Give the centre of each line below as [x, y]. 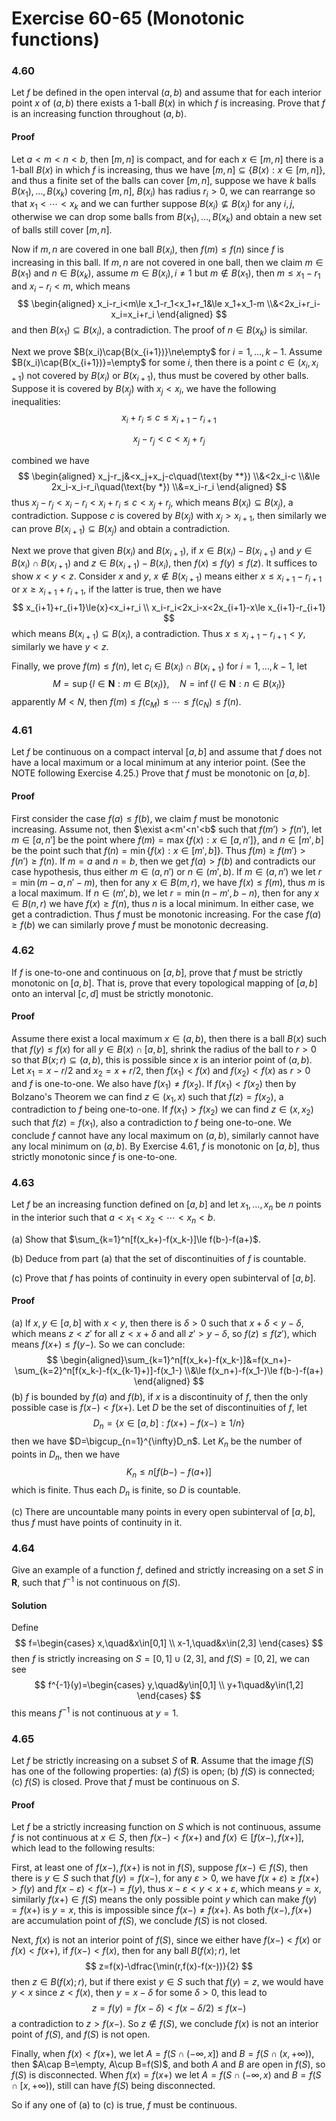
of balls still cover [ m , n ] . [62, 230]
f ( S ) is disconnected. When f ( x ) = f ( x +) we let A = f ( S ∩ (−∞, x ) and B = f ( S [166, 2075]
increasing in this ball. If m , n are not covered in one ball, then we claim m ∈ [167, 262]
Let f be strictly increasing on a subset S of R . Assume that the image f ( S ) [162, 1761]
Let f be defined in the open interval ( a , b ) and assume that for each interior [166, 93]
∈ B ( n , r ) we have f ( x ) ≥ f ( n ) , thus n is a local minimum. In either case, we [162, 903]
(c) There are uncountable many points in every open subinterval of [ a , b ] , [163, 1512]
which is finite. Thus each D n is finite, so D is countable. [126, 1491]
